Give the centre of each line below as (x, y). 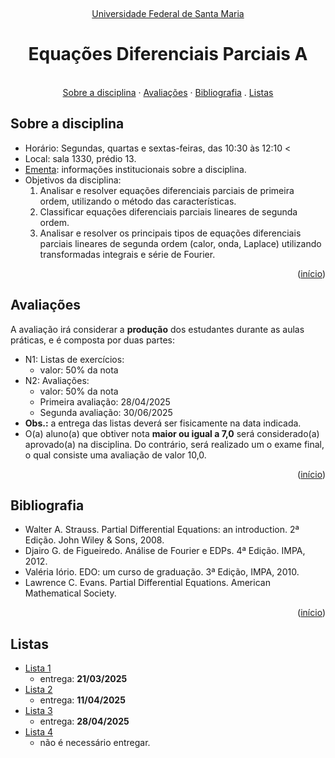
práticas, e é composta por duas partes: (92, 340)
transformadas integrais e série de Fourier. (127, 254)
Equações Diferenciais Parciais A (168, 54)
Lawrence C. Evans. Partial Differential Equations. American (147, 583)
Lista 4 (38, 732)
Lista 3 (38, 711)
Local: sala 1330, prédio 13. (80, 158)
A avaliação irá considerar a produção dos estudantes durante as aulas (157, 329)
